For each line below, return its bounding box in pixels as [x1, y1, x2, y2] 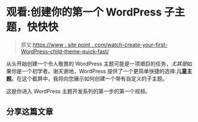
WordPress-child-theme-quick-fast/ [20, 48, 109, 55]
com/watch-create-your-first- [95, 41, 168, 48]
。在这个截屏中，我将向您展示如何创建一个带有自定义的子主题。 [11, 75, 168, 82]
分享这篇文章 [6, 107, 54, 117]
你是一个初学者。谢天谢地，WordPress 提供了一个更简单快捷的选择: [11, 67, 177, 74]
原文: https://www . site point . [20, 41, 94, 48]
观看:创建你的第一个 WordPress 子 [6, 5, 175, 19]
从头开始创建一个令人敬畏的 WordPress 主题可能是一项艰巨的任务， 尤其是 [6, 60, 187, 67]
